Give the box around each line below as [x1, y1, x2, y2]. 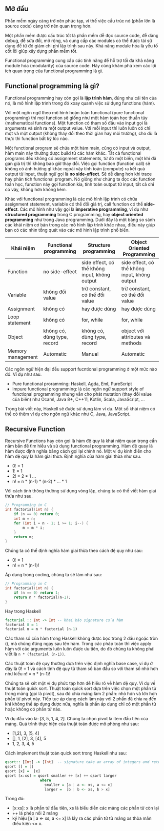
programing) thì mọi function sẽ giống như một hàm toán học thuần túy [5, 115, 148, 121]
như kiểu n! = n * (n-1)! [5, 671, 50, 677]
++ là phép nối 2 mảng [12, 811, 58, 816]
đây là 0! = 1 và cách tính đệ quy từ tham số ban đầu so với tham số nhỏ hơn [5, 666, 159, 671]
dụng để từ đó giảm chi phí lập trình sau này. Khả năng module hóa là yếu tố [5, 42, 158, 49]
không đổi [43, 288, 66, 295]
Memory [7, 347, 27, 354]
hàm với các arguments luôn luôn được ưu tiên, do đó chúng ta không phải [5, 646, 155, 652]
